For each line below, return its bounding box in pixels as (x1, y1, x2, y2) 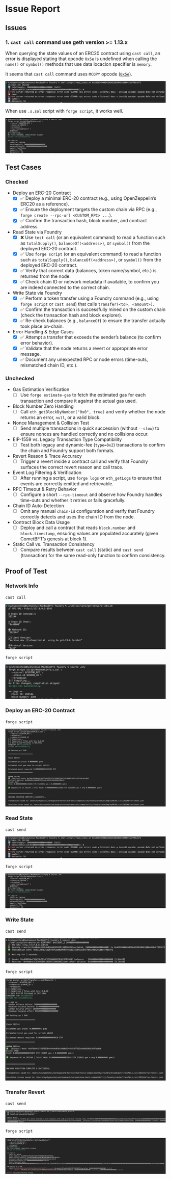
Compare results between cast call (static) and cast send (20, 546, 144, 553)
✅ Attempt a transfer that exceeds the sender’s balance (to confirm (20, 334, 161, 340)
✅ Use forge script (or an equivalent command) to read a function (20, 251, 161, 257)
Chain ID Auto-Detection (12, 503, 65, 509)
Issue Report (5, 3, 60, 15)
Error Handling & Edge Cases (12, 328, 74, 334)
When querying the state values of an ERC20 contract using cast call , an (5, 50, 161, 56)
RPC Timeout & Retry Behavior (12, 486, 77, 492)
